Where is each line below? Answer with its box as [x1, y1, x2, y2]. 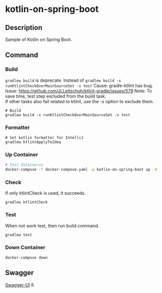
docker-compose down [5, 255, 48, 260]
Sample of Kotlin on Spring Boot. [5, 36, 72, 42]
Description [5, 23, 42, 32]
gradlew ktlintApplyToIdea [5, 140, 61, 145]
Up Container [5, 151, 38, 158]
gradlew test [5, 232, 32, 237]
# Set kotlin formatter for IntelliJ [5, 135, 84, 140]
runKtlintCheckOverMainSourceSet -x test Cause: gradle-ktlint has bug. [5, 82, 154, 88]
